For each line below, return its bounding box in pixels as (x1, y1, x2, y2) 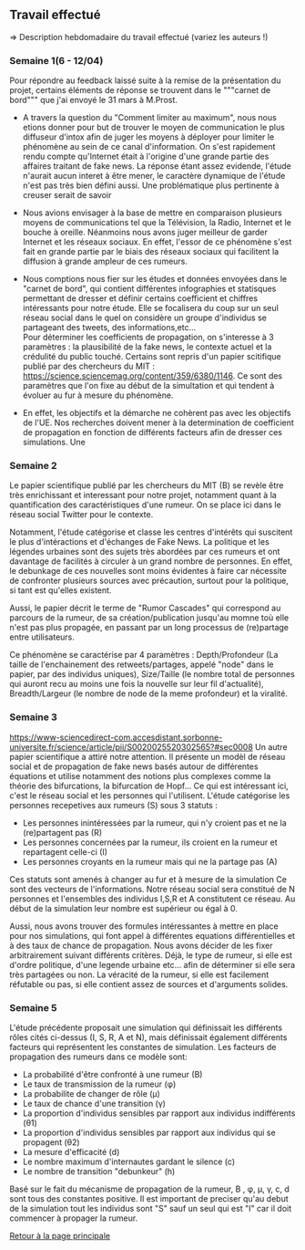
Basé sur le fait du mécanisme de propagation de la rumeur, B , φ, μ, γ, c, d (9, 1183, 290, 1194)
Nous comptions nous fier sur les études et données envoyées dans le (22, 274, 288, 285)
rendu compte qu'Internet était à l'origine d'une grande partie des (22, 151, 269, 162)
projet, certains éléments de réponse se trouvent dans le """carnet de (9, 85, 271, 96)
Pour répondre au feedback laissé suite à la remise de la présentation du (9, 75, 281, 86)
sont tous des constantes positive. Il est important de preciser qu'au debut (9, 1193, 289, 1203)
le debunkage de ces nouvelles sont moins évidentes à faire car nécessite (9, 566, 287, 577)
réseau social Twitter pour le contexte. (9, 509, 154, 520)
